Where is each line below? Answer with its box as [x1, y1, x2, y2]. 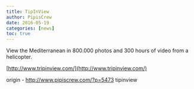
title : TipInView [6, 8, 50, 15]
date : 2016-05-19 [6, 20, 50, 26]
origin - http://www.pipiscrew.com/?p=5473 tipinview [6, 77, 137, 84]
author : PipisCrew [6, 14, 52, 20]
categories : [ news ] [6, 25, 55, 31]
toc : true [6, 31, 31, 37]
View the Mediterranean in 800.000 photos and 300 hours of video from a [6, 47, 189, 54]
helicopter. [6, 53, 33, 61]
